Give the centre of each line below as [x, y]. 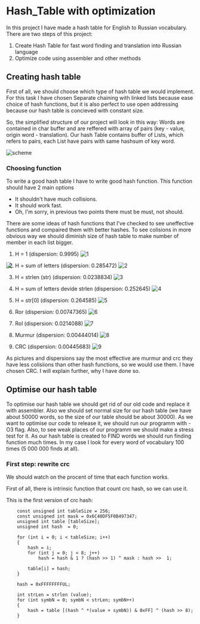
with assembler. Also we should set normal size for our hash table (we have [99, 410]
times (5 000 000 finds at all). [43, 448]
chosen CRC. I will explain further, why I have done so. [73, 371]
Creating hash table [44, 77]
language [26, 51]
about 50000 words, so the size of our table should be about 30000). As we [100, 417]
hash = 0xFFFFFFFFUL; [44, 585]
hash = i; [40, 548]
